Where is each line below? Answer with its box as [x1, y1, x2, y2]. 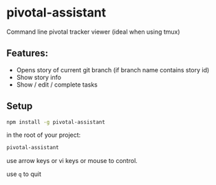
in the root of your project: [6, 131, 81, 139]
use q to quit [6, 170, 42, 178]
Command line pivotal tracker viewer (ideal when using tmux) [6, 28, 180, 36]
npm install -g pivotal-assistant [6, 118, 106, 125]
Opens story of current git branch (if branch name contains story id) [16, 65, 210, 74]
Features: [6, 47, 49, 59]
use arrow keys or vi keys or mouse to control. [6, 157, 138, 165]
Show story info [16, 73, 61, 81]
